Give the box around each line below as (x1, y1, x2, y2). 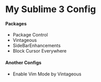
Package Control (12, 32, 48, 38)
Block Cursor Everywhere (12, 48, 67, 54)
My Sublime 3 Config (5, 4, 96, 15)
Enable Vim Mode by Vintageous (12, 71, 82, 77)
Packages (5, 20, 27, 26)
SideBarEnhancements (12, 43, 61, 49)
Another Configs (5, 59, 42, 65)
